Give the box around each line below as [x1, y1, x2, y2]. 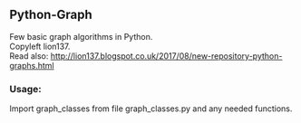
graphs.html [9, 60, 54, 71]
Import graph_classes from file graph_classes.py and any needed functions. [9, 103, 293, 114]
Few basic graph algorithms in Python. [9, 31, 153, 42]
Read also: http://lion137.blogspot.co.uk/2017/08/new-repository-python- [9, 50, 283, 61]
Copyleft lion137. [9, 41, 71, 52]
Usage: [9, 82, 43, 95]
